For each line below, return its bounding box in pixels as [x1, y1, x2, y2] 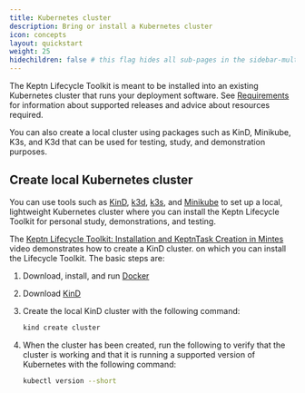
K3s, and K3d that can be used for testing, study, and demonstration [9, 137, 266, 147]
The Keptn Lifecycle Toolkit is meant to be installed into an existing [9, 81, 259, 91]
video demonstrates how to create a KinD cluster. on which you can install [9, 242, 287, 254]
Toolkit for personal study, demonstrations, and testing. [9, 215, 216, 227]
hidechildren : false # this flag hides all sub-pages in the [9, 55, 246, 64]
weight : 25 [9, 47, 51, 56]
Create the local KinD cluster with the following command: [22, 305, 241, 316]
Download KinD [22, 288, 82, 299]
